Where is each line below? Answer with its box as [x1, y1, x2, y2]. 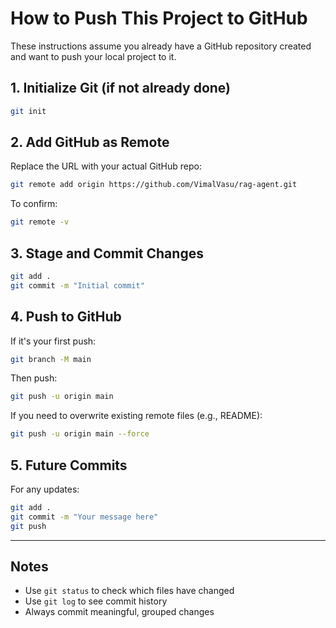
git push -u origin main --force [10, 429, 150, 439]
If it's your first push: [10, 335, 97, 347]
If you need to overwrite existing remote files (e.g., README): [10, 410, 263, 422]
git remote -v [10, 217, 70, 227]
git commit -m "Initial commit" [10, 280, 145, 291]
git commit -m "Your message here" [10, 512, 159, 522]
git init [10, 106, 47, 116]
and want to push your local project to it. [10, 50, 177, 62]
